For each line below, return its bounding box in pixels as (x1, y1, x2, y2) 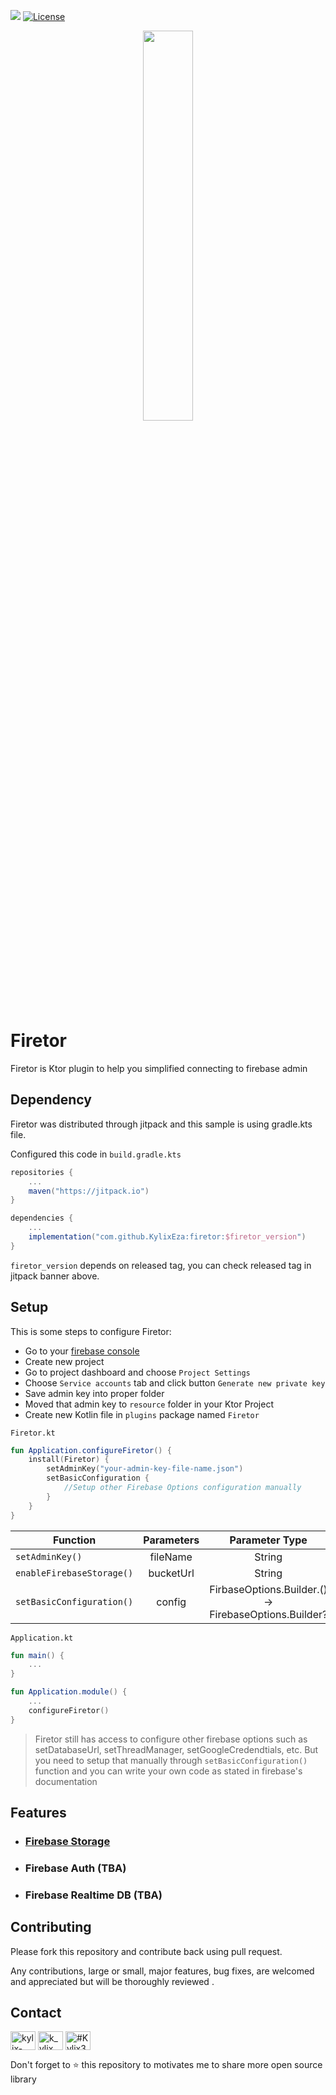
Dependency (10, 1091, 92, 1109)
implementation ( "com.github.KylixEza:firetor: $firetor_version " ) (28, 1232, 307, 1242)
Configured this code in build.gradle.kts (10, 1148, 182, 1160)
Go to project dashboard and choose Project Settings (24, 1366, 251, 1378)
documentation (34, 1775, 98, 1787)
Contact (10, 2005, 62, 2022)
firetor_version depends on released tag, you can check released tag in (10, 1259, 312, 1271)
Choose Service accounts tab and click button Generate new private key (24, 1376, 326, 1389)
